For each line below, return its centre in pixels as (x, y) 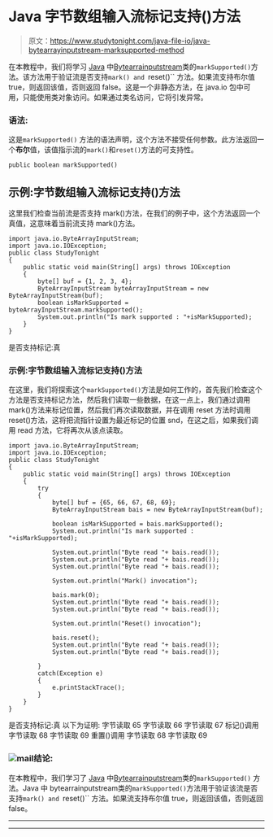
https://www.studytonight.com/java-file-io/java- (130, 41)
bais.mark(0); (76, 595)
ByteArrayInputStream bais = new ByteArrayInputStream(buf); (158, 510)
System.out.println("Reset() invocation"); (126, 624)
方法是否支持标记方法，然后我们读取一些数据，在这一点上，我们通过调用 (129, 400)
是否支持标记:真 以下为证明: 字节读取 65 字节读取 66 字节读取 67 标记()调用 (134, 726)
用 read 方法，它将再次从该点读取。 (68, 430)
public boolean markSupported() (63, 165)
